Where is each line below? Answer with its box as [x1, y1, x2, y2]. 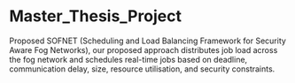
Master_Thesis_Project [9, 6, 182, 26]
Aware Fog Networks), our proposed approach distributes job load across [9, 44, 278, 55]
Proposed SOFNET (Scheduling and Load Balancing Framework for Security [9, 35, 286, 46]
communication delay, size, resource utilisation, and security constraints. [9, 64, 276, 74]
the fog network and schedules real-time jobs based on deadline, [9, 54, 248, 64]
